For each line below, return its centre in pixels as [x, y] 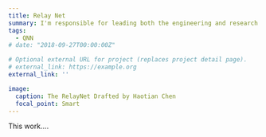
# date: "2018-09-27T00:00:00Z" [62, 45]
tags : [17, 30]
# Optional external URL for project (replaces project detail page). [128, 60]
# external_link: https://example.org [72, 67]
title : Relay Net [37, 16]
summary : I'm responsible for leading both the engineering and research [133, 23]
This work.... [29, 126]
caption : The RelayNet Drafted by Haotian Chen [96, 96]
